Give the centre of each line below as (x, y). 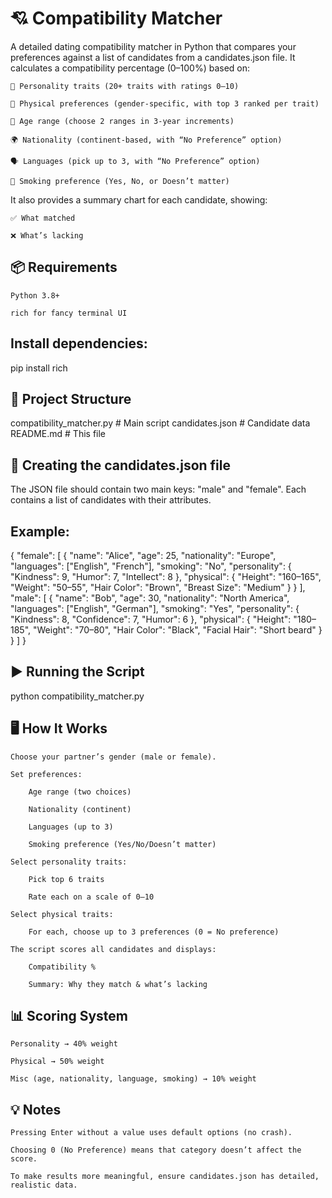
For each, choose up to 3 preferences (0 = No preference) (154, 932)
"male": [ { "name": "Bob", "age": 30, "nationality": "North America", (150, 598)
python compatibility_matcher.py (77, 696)
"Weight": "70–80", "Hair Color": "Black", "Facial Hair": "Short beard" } (178, 630)
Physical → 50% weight (57, 1062)
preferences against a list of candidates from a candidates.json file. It (153, 57)
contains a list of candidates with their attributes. (111, 500)
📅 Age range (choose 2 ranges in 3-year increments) (122, 121)
